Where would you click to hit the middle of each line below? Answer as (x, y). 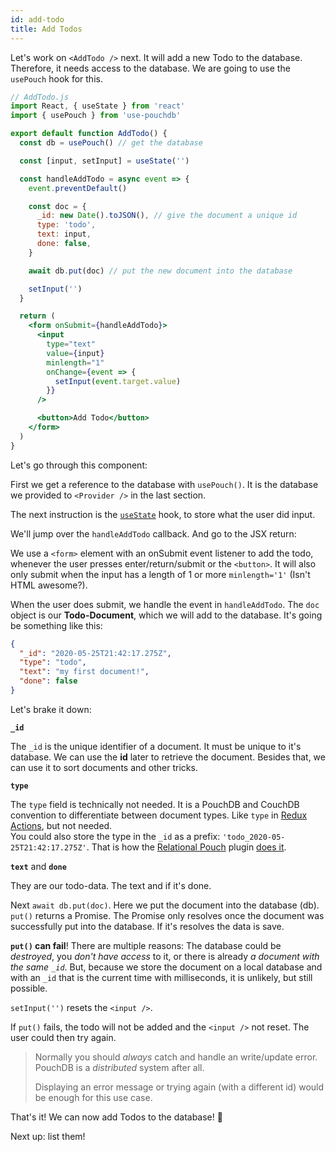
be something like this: (56, 625)
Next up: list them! (48, 1136)
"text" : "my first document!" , (84, 672)
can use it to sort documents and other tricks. (104, 767)
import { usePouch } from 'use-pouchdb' (96, 116)
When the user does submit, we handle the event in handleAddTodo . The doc (165, 604)
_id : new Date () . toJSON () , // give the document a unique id (167, 216)
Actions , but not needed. (61, 825)
